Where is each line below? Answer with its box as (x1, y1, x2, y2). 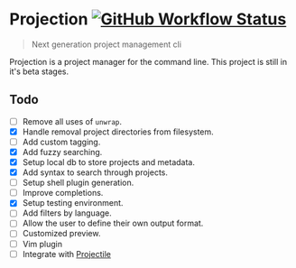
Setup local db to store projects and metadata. (22, 157, 196, 167)
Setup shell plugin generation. (22, 177, 134, 189)
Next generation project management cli (31, 39, 182, 50)
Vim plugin (22, 238, 63, 249)
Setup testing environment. (22, 198, 124, 208)
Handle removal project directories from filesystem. (22, 126, 214, 137)
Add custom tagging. (22, 136, 101, 147)
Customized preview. (22, 228, 101, 239)
